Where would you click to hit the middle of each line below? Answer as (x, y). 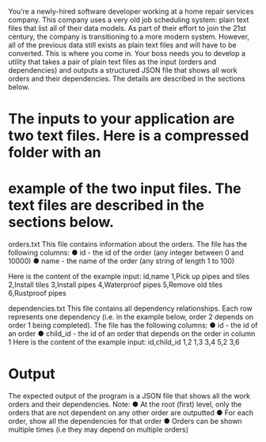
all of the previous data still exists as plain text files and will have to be (122, 45)
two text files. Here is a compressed (129, 136)
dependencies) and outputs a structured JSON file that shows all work (123, 70)
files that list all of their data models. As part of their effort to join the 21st (127, 28)
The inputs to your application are (122, 119)
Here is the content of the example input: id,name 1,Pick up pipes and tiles (129, 277)
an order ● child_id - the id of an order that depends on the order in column (132, 334)
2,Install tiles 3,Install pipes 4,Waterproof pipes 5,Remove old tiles (116, 285)
